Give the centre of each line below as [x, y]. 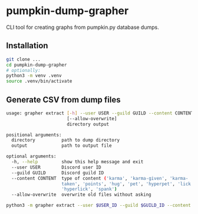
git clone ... [24, 59]
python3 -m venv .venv [34, 76]
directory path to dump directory [65, 140]
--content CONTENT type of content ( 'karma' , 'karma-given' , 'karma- [100, 178]
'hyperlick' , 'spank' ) [89, 189]
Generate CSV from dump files [63, 99]
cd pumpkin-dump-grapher [37, 65]
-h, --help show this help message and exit [77, 162]
